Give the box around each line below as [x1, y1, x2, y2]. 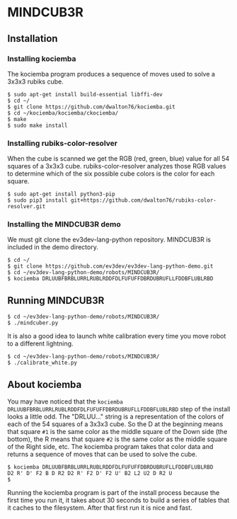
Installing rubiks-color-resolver [7, 138, 118, 148]
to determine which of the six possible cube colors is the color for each [7, 169, 215, 178]
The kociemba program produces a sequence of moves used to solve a [7, 69, 216, 78]
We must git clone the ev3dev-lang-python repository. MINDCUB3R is [7, 235, 211, 244]
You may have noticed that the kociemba [7, 397, 124, 406]
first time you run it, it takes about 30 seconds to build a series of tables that [7, 496, 230, 505]
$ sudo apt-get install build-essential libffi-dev [7, 91, 163, 98]
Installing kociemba [7, 54, 76, 64]
